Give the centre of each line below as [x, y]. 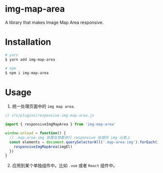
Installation [28, 42]
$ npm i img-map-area [27, 73]
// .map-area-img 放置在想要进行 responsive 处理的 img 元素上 [70, 138]
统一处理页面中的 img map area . [43, 106]
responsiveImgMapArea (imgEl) [43, 147]
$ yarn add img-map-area [30, 59]
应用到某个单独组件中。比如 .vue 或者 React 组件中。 [65, 166]
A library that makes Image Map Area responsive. [54, 22]
